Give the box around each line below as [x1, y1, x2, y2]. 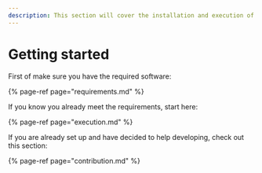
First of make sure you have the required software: [8, 72, 172, 81]
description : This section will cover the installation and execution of [8, 11, 255, 20]
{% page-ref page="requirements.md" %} [8, 86, 145, 96]
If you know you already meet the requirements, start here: [8, 101, 198, 111]
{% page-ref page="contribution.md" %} [8, 156, 141, 165]
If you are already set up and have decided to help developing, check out [8, 132, 245, 142]
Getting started [8, 45, 110, 63]
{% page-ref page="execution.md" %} [8, 117, 133, 127]
